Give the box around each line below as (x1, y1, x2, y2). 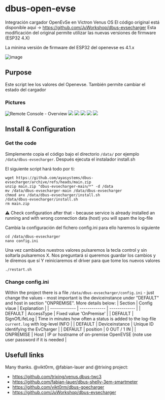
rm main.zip (5, 201, 30, 206)
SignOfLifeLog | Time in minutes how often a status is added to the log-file (5, 316, 156, 322)
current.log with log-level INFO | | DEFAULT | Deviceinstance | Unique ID (5, 321, 154, 327)
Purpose (5, 68, 32, 77)
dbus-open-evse (5, 3, 76, 14)
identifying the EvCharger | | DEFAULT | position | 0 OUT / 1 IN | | (5, 326, 136, 333)
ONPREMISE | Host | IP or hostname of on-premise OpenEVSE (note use (5, 332, 152, 337)
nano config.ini (5, 238, 38, 243)
